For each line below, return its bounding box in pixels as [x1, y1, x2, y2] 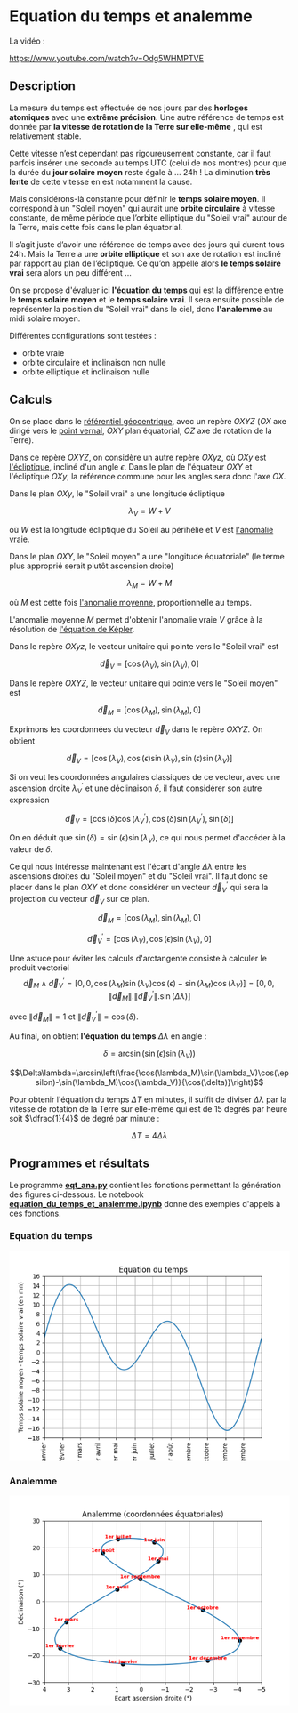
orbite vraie [21, 347, 65, 358]
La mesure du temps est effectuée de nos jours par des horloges [9, 102, 249, 113]
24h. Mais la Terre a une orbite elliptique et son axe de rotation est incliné [9, 248, 282, 259]
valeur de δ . [9, 844, 53, 855]
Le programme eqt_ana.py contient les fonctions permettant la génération [9, 1179, 282, 1190]
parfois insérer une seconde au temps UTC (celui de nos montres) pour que [9, 157, 287, 168]
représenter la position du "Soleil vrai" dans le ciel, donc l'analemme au [9, 303, 273, 314]
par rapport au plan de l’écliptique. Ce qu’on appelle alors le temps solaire [9, 258, 282, 269]
